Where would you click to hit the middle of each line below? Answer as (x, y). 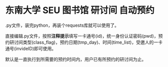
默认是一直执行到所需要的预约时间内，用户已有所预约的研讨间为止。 (76, 59)
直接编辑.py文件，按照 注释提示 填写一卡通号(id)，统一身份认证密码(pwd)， (82, 36)
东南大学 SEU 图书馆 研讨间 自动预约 (80, 10)
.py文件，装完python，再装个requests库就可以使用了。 (62, 25)
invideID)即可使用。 (36, 48)
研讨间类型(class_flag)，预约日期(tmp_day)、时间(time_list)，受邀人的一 (84, 42)
